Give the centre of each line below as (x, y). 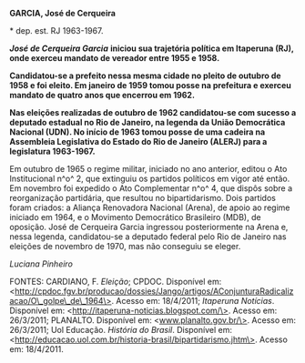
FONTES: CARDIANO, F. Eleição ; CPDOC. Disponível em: (116, 282)
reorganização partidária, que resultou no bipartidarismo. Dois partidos (142, 198)
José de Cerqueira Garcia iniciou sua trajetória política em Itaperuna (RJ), (152, 48)
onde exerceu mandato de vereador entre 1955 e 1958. (115, 58)
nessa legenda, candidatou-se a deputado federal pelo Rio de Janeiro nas (148, 237)
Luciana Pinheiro (41, 264)
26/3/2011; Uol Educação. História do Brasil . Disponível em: (121, 330)
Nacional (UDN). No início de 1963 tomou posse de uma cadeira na (137, 132)
